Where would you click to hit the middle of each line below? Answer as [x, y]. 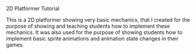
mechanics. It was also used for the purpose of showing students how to [94, 32]
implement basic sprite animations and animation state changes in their [92, 38]
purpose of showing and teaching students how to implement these [88, 26]
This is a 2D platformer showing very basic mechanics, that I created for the [98, 20]
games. [15, 45]
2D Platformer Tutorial [33, 9]
